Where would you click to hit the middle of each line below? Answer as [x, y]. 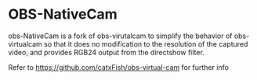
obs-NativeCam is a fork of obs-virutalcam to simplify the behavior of [120, 36]
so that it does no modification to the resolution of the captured [146, 43]
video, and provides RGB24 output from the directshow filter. [107, 52]
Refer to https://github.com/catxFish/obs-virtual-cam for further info [119, 67]
